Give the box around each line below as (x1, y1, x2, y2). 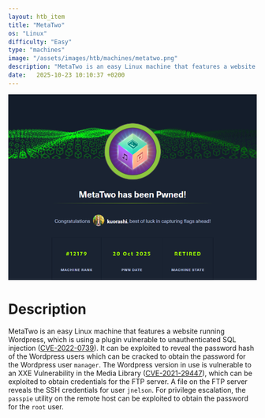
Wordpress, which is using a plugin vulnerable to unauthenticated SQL (8, 334, 237, 344)
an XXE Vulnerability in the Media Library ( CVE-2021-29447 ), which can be (8, 368, 252, 378)
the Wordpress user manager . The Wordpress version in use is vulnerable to (8, 360, 252, 369)
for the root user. (8, 401, 65, 411)
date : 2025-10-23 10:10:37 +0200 (8, 71, 125, 79)
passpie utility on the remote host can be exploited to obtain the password (8, 394, 248, 403)
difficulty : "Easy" (8, 38, 73, 46)
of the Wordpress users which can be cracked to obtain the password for (8, 352, 246, 361)
